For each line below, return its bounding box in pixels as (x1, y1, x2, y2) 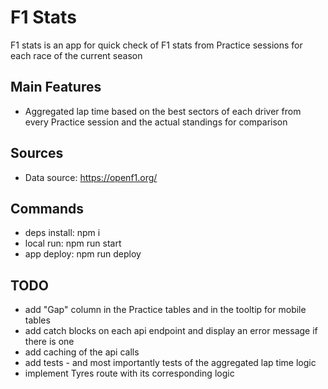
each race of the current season (10, 49, 143, 61)
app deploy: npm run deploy (24, 248, 142, 260)
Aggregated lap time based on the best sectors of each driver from (24, 105, 302, 117)
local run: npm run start (24, 237, 122, 250)
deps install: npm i (24, 227, 101, 239)
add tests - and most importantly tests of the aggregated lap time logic (24, 357, 317, 369)
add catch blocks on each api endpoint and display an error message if (24, 325, 318, 337)
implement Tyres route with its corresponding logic (24, 367, 235, 380)
